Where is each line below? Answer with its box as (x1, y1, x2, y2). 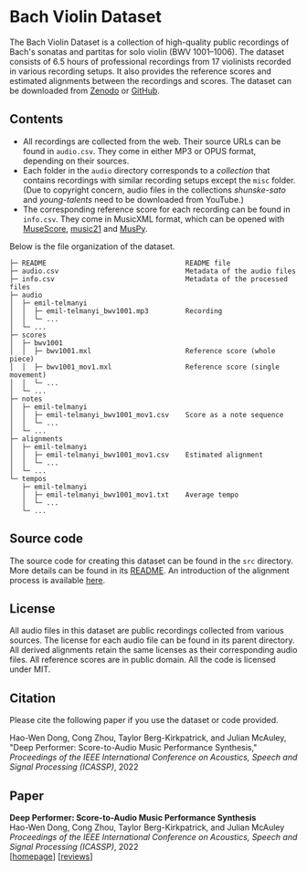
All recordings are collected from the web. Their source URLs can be (22, 135, 281, 147)
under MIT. (9, 664, 51, 675)
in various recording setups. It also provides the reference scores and (9, 66, 271, 77)
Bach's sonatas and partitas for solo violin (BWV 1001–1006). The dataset (9, 46, 285, 57)
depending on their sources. (22, 155, 130, 166)
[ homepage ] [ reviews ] (9, 851, 93, 862)
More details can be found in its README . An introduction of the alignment (9, 564, 290, 576)
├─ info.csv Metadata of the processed (9, 274, 288, 284)
